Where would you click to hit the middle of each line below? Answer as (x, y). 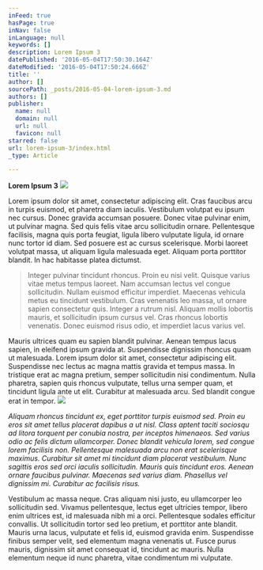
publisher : (26, 104)
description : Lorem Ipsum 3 (54, 52)
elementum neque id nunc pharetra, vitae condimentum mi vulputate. (120, 558)
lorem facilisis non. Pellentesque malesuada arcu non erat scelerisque (123, 450)
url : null (31, 126)
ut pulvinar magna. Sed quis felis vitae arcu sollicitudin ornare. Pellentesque (131, 226)
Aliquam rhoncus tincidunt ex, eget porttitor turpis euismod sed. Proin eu (127, 416)
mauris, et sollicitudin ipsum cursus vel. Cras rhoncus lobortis (128, 317)
